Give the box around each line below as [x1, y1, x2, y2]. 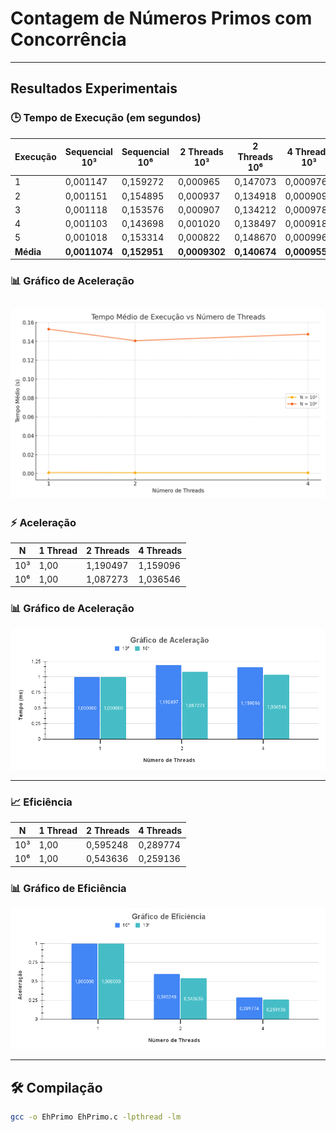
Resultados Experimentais [10, 80, 178, 97]
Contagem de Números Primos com [10, 7, 313, 30]
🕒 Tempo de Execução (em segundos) [10, 111, 202, 125]
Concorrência [10, 28, 127, 51]
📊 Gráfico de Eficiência [10, 881, 127, 895]
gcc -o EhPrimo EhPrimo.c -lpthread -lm [10, 1112, 182, 1122]
